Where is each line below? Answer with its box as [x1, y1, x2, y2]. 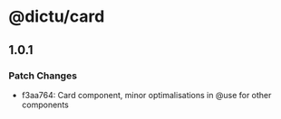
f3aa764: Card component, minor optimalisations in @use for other [21, 89, 272, 100]
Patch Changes [8, 69, 78, 82]
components [21, 99, 69, 110]
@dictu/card [8, 6, 105, 27]
